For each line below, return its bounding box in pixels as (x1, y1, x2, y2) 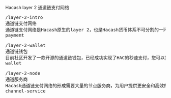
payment (5, 32, 24, 38)
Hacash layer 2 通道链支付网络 (5, 5, 70, 10)
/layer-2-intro (5, 15, 43, 20)
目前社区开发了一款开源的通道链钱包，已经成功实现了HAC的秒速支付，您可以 (5, 55, 165, 60)
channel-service (5, 88, 46, 94)
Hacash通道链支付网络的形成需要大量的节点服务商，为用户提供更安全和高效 (5, 83, 164, 88)
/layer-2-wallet (5, 43, 46, 48)
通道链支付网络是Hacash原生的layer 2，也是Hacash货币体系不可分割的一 (5, 27, 164, 32)
